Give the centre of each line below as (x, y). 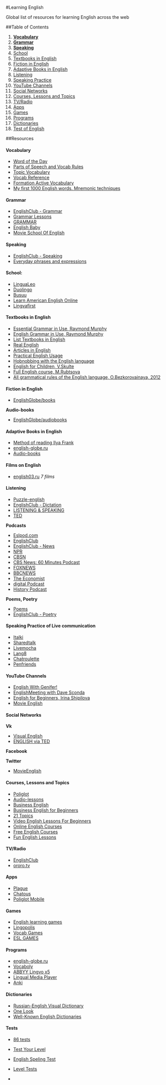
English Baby (27, 228)
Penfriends (25, 664)
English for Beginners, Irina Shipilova (52, 698)
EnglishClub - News (34, 546)
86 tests (22, 1039)
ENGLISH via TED (31, 742)
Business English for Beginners (45, 810)
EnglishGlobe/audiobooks (40, 420)
